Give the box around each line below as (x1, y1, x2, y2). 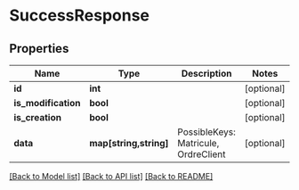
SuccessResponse (9, 5, 149, 26)
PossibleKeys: (177, 126, 236, 138)
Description (181, 68, 232, 79)
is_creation (13, 112, 62, 123)
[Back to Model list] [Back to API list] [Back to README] (9, 171, 214, 181)
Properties (9, 41, 69, 56)
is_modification (13, 97, 81, 109)
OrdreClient (177, 148, 226, 161)
